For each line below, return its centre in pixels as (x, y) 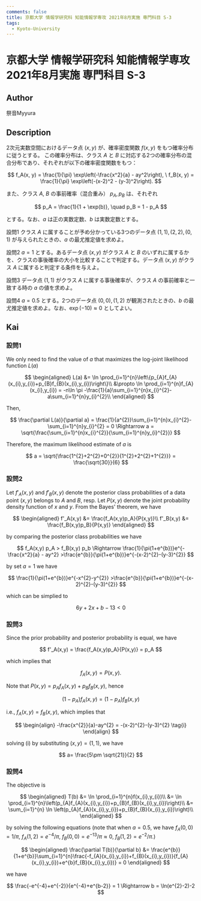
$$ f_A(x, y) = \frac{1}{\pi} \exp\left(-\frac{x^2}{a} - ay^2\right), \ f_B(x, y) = (101, 175)
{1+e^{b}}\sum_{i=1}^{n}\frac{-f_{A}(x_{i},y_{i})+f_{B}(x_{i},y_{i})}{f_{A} (101, 856)
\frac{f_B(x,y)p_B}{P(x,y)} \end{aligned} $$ (101, 525)
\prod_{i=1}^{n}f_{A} (169, 384)
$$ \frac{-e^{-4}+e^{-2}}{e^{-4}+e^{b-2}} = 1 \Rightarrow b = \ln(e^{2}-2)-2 (101, 885)
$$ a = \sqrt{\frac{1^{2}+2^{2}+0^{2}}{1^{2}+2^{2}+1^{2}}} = (101, 456)
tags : (13, 23)
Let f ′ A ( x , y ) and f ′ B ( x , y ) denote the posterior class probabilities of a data (96, 493)
